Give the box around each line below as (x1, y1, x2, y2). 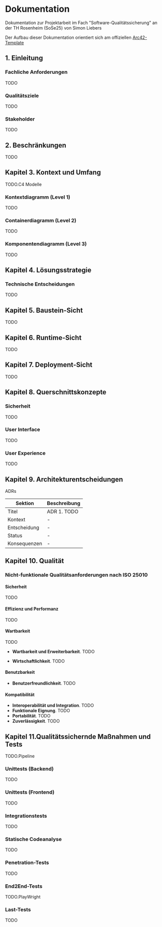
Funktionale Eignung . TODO (12, 708, 70, 714)
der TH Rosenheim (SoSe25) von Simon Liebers (5, 25, 102, 30)
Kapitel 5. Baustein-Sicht (5, 306, 83, 314)
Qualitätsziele (5, 92, 39, 99)
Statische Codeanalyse (5, 836, 62, 842)
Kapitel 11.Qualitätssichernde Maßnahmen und (5, 732, 151, 741)
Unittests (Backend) (5, 766, 54, 773)
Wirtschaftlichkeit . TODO (12, 658, 65, 664)
